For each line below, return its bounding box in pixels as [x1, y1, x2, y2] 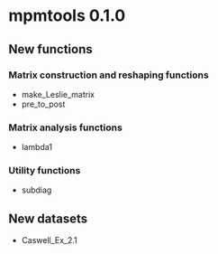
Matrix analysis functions [8, 121, 123, 134]
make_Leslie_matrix [21, 89, 95, 99]
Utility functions [8, 165, 81, 177]
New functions [8, 42, 94, 57]
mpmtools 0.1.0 [8, 5, 126, 26]
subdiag [21, 184, 52, 195]
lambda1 [21, 142, 53, 153]
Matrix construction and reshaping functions [8, 69, 209, 81]
